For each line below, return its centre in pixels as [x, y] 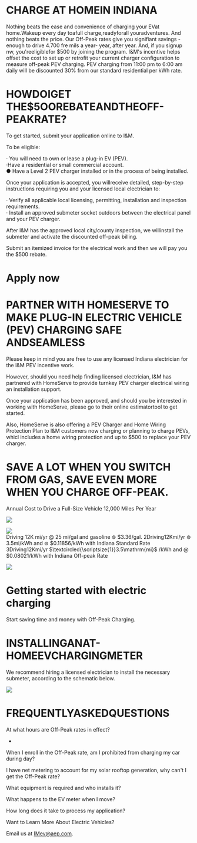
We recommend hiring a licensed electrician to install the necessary [88, 672]
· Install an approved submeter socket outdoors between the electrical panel [98, 212]
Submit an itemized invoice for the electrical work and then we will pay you [97, 248]
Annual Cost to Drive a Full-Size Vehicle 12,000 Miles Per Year [81, 508]
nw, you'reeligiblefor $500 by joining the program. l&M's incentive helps [93, 51]
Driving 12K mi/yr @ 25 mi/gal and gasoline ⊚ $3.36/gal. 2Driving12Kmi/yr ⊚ [98, 536]
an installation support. [34, 389]
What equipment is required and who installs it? [64, 788]
